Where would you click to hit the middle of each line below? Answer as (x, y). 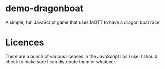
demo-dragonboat (44, 9)
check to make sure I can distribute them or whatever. (61, 62)
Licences (25, 43)
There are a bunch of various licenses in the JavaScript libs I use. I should (81, 56)
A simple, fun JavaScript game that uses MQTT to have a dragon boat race (82, 22)
